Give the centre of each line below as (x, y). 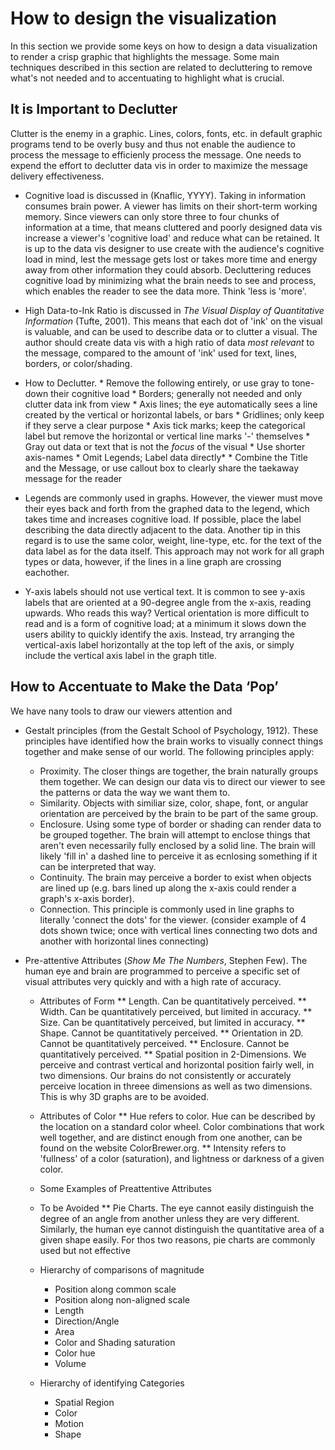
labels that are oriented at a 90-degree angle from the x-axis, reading (168, 602)
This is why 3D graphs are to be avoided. (124, 1096)
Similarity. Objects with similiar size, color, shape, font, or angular (174, 803)
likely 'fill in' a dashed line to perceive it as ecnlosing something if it (178, 856)
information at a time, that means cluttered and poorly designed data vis (173, 227)
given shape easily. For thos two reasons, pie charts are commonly (177, 1239)
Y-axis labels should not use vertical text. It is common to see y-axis (165, 591)
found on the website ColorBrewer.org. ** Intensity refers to (163, 1148)
